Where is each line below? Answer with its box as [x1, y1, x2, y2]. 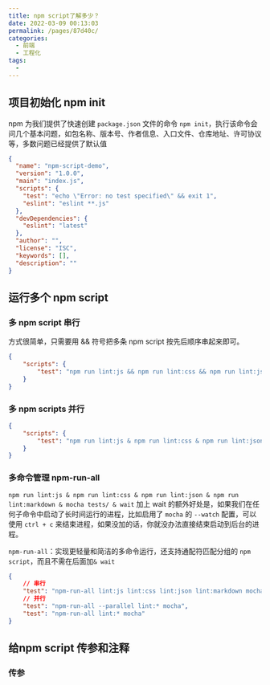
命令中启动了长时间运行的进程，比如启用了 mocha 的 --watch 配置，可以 [22, 509, 257, 519]
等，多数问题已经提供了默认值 [8, 138, 107, 149]
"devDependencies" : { [15, 214, 88, 222]
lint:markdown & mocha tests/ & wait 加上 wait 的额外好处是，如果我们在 [8, 499, 253, 508]
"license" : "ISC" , [15, 244, 78, 253]
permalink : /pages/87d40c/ [8, 27, 99, 35]
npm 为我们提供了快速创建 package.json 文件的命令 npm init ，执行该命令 [8, 118, 252, 128]
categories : [8, 34, 48, 43]
